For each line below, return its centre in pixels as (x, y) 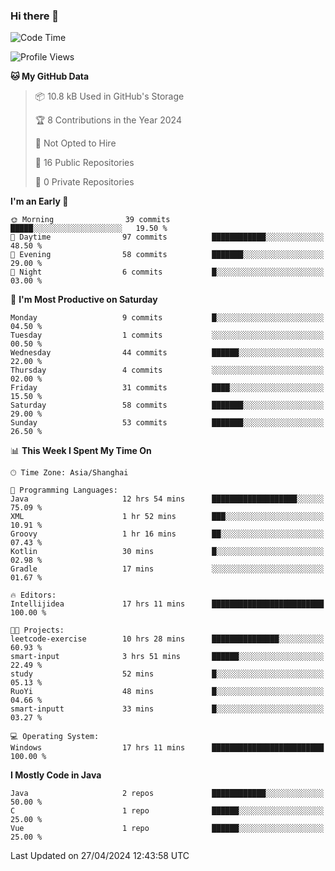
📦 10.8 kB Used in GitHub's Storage (109, 96)
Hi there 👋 (35, 16)
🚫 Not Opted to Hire (75, 143)
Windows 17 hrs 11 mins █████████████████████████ (167, 748)
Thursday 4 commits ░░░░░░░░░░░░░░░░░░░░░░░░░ (167, 370)
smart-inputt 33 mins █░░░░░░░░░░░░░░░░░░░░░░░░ (167, 709)
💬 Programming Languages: (64, 490)
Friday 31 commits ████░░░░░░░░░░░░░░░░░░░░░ (167, 388)
